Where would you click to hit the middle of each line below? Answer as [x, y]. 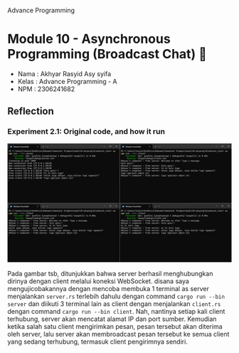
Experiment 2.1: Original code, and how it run [86, 132]
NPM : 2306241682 [46, 89]
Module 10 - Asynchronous [89, 39]
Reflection [31, 111]
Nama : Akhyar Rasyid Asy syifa [64, 73]
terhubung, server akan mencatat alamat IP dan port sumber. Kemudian [112, 319]
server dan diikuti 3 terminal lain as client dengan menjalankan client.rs [114, 304]
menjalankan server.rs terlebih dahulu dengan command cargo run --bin [116, 296]
